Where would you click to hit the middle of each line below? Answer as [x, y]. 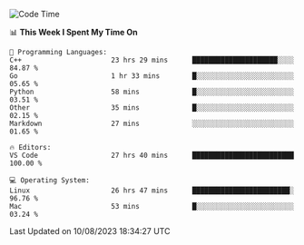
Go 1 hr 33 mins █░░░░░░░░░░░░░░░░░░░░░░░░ [152, 76]
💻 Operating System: [50, 181]
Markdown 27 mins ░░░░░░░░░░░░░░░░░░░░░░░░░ [152, 123]
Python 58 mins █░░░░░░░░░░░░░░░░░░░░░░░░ [152, 92]
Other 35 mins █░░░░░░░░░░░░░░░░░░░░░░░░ [152, 108]
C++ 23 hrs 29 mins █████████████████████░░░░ [152, 60]
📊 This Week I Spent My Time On [74, 32]
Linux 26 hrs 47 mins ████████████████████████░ [152, 191]
